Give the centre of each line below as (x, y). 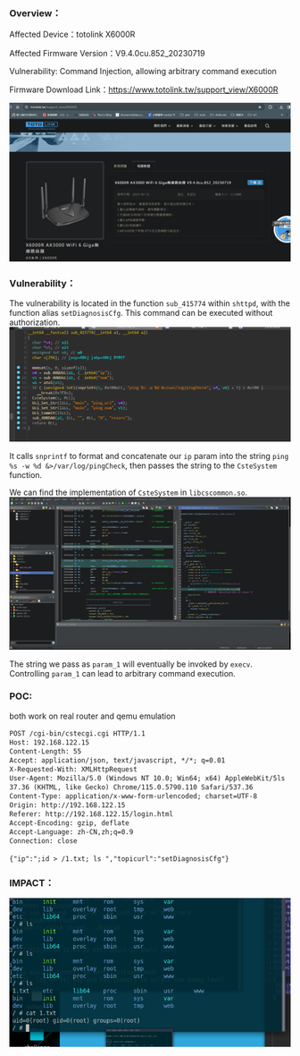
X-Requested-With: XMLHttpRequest (74, 769)
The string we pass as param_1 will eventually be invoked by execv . (131, 664)
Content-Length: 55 (46, 751)
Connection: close (43, 841)
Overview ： (35, 13)
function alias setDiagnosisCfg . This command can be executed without (141, 313)
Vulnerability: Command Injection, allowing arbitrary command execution (143, 72)
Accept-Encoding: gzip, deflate (69, 823)
